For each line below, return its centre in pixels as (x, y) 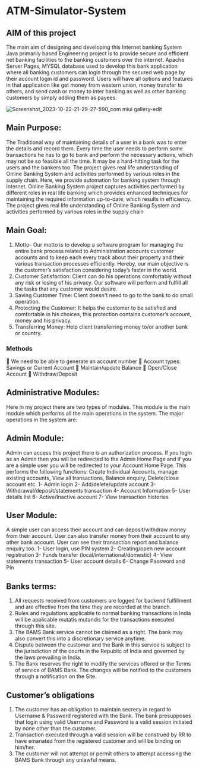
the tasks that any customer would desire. (66, 289)
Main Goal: (27, 230)
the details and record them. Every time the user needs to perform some (94, 148)
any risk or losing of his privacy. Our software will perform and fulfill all (101, 282)
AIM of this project (41, 33)
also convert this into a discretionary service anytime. (80, 639)
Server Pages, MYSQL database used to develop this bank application (92, 66)
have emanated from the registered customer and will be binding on (98, 740)
